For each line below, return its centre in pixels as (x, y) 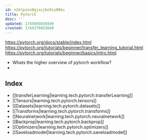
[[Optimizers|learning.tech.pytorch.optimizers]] (60, 127)
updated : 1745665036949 (30, 24)
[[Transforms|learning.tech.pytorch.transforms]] (61, 111)
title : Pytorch (21, 14)
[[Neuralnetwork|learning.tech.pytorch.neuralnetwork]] (68, 116)
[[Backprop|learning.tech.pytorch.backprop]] (58, 122)
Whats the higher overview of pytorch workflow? (62, 63)
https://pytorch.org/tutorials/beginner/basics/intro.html (61, 53)
